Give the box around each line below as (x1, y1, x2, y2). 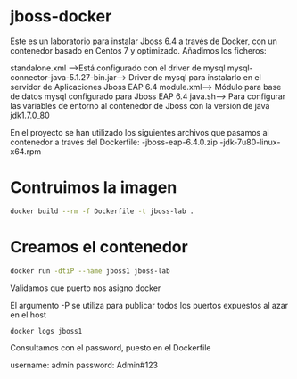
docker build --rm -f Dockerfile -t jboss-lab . (10, 207, 194, 216)
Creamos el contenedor (10, 236, 188, 257)
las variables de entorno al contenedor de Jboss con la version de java (10, 100, 270, 111)
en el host (10, 309, 47, 320)
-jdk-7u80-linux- (219, 136, 281, 147)
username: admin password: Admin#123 (10, 359, 159, 371)
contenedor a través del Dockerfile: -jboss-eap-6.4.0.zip (10, 136, 218, 147)
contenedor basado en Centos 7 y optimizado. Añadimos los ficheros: (10, 45, 267, 55)
